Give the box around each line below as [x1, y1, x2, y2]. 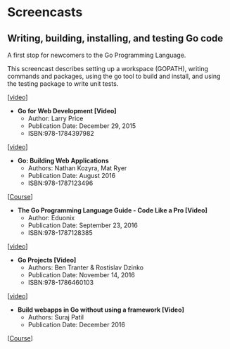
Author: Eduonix [27, 214, 75, 222]
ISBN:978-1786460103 [27, 279, 94, 286]
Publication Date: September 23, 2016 [27, 221, 139, 229]
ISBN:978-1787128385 [27, 229, 93, 236]
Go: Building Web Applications [17, 156, 109, 165]
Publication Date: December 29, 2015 [27, 122, 136, 130]
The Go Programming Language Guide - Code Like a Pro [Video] [17, 206, 207, 215]
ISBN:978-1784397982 [27, 129, 95, 137]
